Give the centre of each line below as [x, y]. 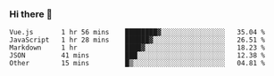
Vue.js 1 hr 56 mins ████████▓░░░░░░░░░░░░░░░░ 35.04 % [137, 33]
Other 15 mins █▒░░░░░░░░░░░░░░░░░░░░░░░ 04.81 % [137, 64]
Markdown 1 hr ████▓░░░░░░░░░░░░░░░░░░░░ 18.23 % [137, 48]
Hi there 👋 [31, 14]
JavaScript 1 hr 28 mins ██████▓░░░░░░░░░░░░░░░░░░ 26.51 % [137, 40]
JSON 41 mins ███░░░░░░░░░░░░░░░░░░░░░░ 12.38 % [137, 56]
